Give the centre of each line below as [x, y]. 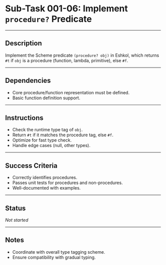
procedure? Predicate [49, 19]
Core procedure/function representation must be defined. [71, 92]
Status [16, 208]
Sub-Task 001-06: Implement [67, 9]
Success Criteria [31, 166]
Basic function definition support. [46, 98]
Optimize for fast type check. [42, 140]
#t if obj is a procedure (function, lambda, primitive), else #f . [67, 60]
